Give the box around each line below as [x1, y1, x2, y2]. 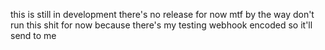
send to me [10, 30, 57, 41]
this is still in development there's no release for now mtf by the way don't [10, 9, 315, 20]
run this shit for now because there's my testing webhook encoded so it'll [10, 19, 313, 31]
